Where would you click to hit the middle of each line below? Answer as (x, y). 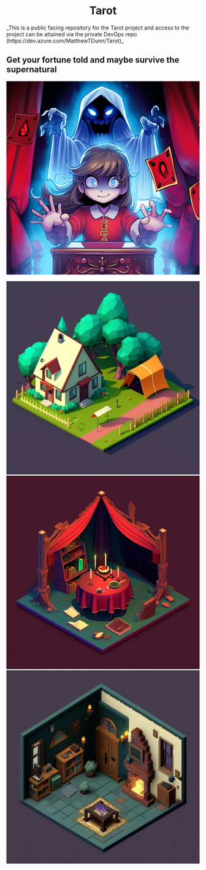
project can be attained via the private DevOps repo (72, 34)
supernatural (32, 70)
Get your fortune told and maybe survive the (93, 60)
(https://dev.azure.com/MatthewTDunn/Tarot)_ (65, 41)
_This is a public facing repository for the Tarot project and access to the (98, 28)
